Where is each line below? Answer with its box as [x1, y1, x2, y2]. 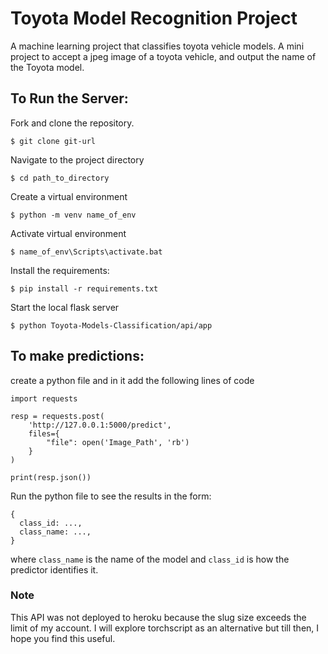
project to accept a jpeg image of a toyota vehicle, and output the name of [10, 50, 317, 62]
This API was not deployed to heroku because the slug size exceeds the [10, 611, 307, 623]
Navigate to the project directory [10, 153, 145, 166]
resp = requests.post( [10, 411, 105, 421]
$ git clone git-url [10, 136, 97, 146]
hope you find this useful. [10, 632, 116, 644]
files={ [28, 428, 60, 439]
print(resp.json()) [10, 472, 92, 482]
